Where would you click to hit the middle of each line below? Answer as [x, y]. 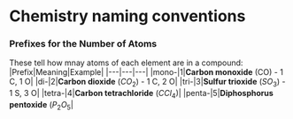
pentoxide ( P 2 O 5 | [41, 106]
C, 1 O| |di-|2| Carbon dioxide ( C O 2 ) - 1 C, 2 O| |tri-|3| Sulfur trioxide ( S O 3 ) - [147, 83]
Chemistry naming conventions [127, 16]
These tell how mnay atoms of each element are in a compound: [126, 63]
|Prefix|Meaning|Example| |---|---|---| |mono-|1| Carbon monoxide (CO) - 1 [146, 72]
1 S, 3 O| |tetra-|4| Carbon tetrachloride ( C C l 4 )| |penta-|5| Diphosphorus [142, 94]
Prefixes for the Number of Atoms [83, 44]
